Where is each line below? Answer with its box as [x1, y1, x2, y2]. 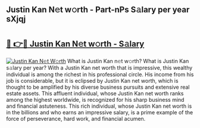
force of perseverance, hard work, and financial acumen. [6, 115, 146, 122]
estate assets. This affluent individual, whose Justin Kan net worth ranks [6, 90, 184, 97]
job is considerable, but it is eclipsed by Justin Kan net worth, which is [6, 77, 179, 84]
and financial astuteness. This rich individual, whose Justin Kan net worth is [6, 102, 192, 110]
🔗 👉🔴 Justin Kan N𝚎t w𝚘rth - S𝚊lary [6, 39, 145, 49]
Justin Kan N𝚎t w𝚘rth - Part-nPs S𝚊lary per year [6, 5, 190, 15]
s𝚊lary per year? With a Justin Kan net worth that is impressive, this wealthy [6, 64, 193, 71]
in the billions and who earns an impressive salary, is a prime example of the [6, 109, 193, 115]
